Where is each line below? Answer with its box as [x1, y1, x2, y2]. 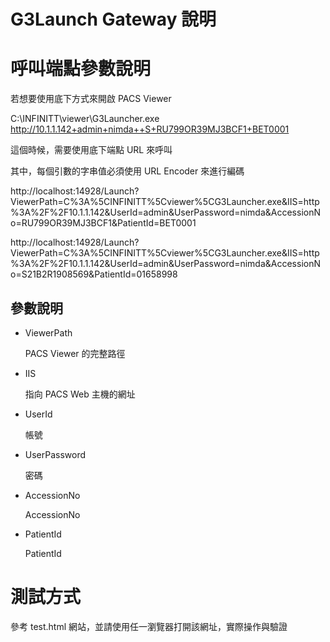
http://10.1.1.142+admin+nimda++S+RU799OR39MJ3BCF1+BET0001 [10, 123, 290, 135]
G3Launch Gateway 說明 [10, 8, 217, 31]
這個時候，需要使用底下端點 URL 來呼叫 [10, 144, 173, 156]
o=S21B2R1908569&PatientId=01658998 [10, 268, 178, 280]
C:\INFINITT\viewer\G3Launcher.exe [10, 113, 160, 125]
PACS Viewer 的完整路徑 [24, 347, 126, 359]
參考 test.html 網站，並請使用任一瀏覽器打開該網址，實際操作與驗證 [10, 620, 288, 632]
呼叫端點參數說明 [10, 58, 152, 80]
